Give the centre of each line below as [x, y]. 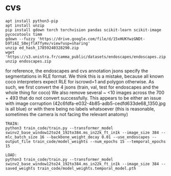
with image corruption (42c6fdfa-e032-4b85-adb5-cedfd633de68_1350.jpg [85, 103]
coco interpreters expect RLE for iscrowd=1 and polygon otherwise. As [80, 81]
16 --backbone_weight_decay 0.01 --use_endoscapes [95, 137]
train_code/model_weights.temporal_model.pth [87, 168]
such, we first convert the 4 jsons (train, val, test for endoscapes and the [82, 87]
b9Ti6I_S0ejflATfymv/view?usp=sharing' [48, 43]
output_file [18, 141]
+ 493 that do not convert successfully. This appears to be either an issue [83, 98]
